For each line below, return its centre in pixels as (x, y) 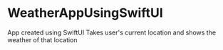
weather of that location (42, 39)
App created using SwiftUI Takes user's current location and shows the (111, 32)
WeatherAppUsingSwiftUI (85, 13)
